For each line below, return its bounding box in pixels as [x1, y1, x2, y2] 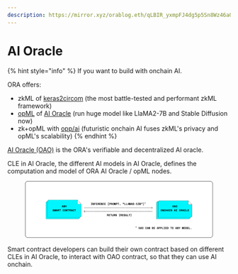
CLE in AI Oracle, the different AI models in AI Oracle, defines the [7, 159, 197, 168]
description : [7, 11, 46, 18]
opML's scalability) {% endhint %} [17, 131, 118, 140]
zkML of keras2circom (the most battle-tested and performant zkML [17, 94, 217, 102]
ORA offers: [7, 80, 41, 89]
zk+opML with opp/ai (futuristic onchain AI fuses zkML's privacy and [17, 124, 218, 133]
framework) [17, 102, 52, 110]
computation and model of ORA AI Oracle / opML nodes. [7, 167, 172, 175]
